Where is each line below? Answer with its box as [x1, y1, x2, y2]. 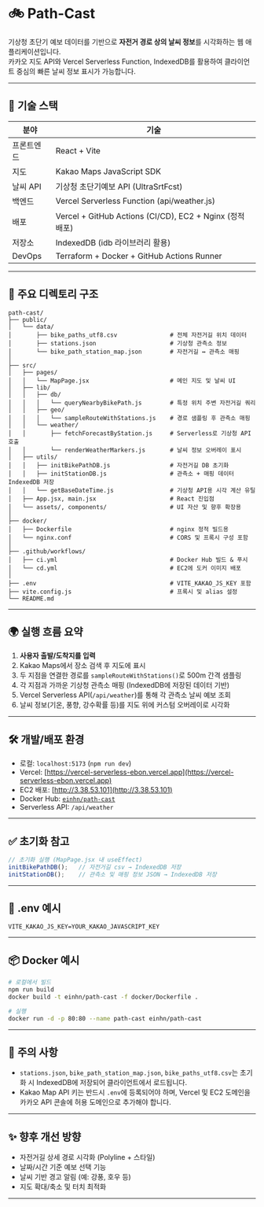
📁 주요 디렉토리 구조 [8, 287, 99, 301]
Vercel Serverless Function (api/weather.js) [55, 195, 216, 206]
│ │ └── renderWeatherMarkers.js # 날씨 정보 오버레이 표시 [8, 446, 242, 454]
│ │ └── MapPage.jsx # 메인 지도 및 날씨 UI [8, 377, 236, 385]
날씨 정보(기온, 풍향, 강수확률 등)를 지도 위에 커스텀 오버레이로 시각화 [19, 700, 230, 710]
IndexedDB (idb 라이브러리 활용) [55, 237, 171, 248]
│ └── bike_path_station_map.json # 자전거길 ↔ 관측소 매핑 [8, 348, 240, 356]
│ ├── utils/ [8, 452, 58, 461]
